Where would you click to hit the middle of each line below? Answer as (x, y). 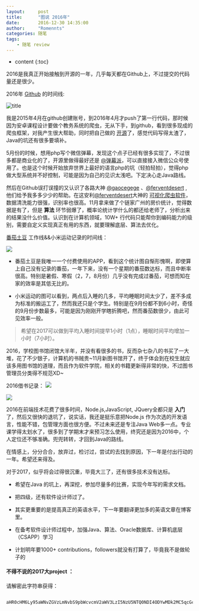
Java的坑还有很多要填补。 (38, 140)
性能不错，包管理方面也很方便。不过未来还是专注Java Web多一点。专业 (104, 424)
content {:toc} (32, 61)
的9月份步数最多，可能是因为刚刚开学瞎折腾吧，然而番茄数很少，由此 (99, 311)
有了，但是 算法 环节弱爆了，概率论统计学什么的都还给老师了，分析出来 (103, 210)
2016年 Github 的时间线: (36, 94)
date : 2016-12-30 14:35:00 (47, 23)
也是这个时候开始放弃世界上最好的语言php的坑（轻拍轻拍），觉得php (105, 167)
